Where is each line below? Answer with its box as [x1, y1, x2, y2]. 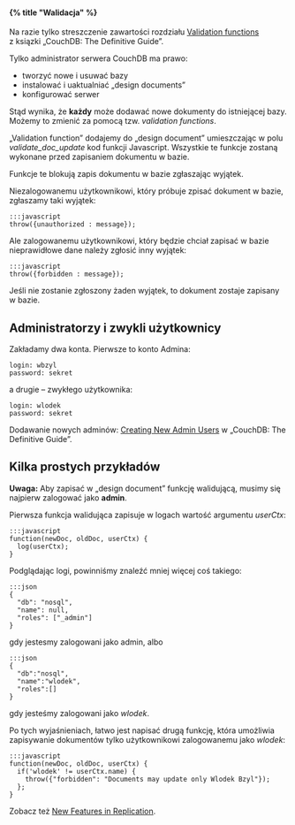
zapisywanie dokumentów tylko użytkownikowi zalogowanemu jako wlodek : [9, 734, 285, 745]
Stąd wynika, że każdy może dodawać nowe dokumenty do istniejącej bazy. [9, 106, 287, 117]
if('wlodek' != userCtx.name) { [17, 767, 137, 775]
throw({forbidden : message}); [9, 270, 125, 279]
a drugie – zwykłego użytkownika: [9, 385, 133, 395]
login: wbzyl [9, 361, 57, 370]
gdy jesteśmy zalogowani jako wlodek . [9, 707, 150, 718]
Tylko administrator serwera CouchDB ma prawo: [9, 53, 188, 64]
